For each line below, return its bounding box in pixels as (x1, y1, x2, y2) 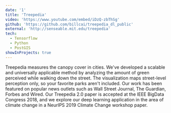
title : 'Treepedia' (5, 12, 47, 17)
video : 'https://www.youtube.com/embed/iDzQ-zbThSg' (5, 17, 120, 22)
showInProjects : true (5, 50, 52, 55)
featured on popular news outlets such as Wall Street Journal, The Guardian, (5, 86, 166, 92)
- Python (10, 41, 29, 46)
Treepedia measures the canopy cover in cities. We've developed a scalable (5, 64, 165, 70)
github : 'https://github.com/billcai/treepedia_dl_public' (5, 21, 134, 27)
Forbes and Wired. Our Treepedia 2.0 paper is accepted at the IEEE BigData (5, 91, 164, 97)
